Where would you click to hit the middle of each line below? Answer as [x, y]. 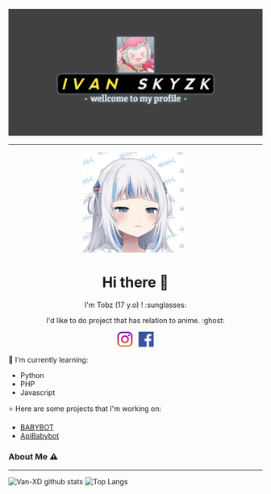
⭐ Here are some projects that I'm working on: [85, 409]
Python [32, 375]
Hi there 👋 [135, 282]
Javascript [38, 392]
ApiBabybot [40, 435]
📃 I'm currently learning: [48, 359]
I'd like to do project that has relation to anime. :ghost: [135, 320]
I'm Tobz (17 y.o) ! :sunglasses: [135, 305]
